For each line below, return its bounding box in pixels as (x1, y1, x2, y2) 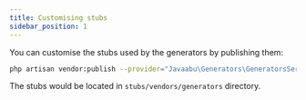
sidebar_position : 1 (9, 22, 88, 31)
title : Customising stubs (9, 13, 107, 23)
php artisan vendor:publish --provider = (9, 65, 166, 74)
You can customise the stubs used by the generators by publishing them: (9, 46, 284, 57)
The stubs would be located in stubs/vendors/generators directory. (9, 81, 261, 92)
